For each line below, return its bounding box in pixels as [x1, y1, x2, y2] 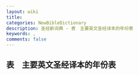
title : [6, 14, 23, 20]
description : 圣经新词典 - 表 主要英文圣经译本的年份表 [6, 25, 134, 32]
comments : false [6, 36, 47, 42]
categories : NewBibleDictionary [6, 20, 87, 26]
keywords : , [6, 31, 36, 37]
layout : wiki [6, 8, 39, 15]
